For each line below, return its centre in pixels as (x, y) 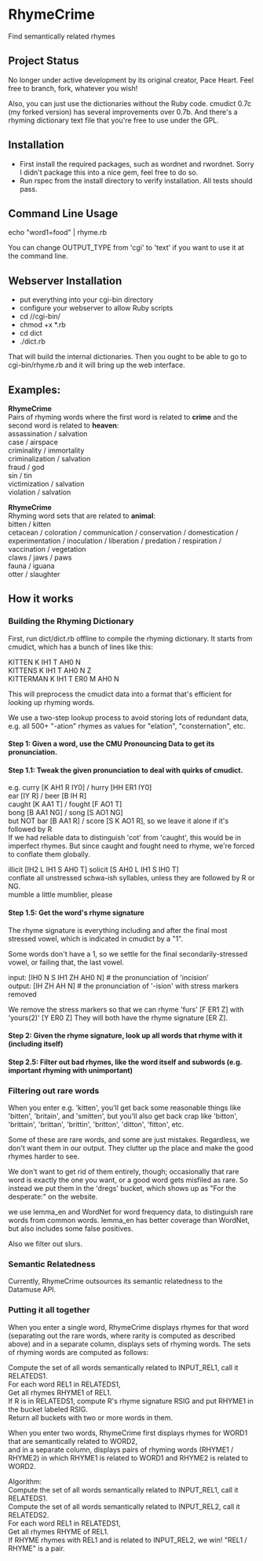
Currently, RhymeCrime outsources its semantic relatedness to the (115, 1281)
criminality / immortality (46, 450)
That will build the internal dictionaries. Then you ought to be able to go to (128, 357)
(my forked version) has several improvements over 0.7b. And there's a (123, 112)
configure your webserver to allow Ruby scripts (96, 308)
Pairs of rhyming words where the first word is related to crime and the (123, 417)
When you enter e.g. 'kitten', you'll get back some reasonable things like (125, 1108)
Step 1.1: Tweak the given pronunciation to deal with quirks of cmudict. (126, 770)
